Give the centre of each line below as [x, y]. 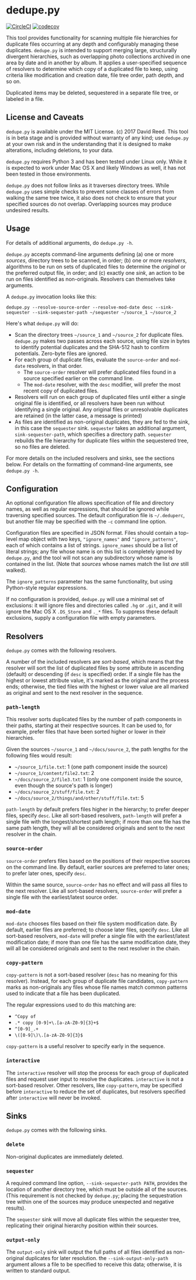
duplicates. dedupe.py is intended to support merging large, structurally [92, 50]
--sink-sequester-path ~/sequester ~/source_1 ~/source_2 [104, 312]
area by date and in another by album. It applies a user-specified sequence [97, 63]
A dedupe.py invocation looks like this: [51, 296]
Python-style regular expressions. [47, 588]
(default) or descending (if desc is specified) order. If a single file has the [93, 674]
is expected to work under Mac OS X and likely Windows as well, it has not [96, 168]
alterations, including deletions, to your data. [60, 150]
